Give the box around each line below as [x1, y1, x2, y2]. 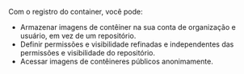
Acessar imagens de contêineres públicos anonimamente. [19, 56, 214, 66]
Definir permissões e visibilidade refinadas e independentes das [19, 39, 234, 49]
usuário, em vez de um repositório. [19, 31, 137, 40]
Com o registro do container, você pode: [8, 7, 143, 16]
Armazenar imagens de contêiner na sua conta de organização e [19, 23, 236, 31]
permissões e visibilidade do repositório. [19, 48, 156, 57]
